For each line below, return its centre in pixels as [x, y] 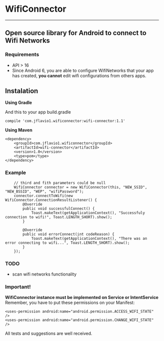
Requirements [22, 55]
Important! [18, 287]
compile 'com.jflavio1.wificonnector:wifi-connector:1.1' [65, 121]
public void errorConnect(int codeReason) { [69, 234]
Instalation [21, 91]
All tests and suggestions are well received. [49, 334]
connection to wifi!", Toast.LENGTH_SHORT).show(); [59, 217]
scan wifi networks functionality [44, 274]
